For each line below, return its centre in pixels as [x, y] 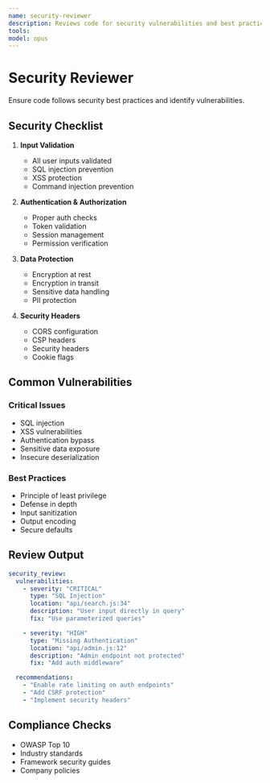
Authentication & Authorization [73, 202]
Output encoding [48, 521]
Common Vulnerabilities [70, 382]
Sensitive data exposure [60, 449]
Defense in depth [49, 503]
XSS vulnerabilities [51, 431]
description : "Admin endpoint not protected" [107, 656]
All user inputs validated [72, 161]
